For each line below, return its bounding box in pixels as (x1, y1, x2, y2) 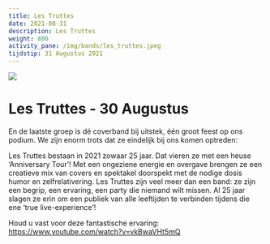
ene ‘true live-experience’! (8, 202, 96, 212)
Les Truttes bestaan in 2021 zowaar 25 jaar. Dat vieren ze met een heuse (8, 151, 251, 161)
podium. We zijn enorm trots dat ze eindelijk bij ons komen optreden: (8, 135, 238, 144)
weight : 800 (8, 34, 49, 43)
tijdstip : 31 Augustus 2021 (8, 49, 104, 58)
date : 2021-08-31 (8, 19, 67, 28)
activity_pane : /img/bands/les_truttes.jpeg (8, 42, 161, 50)
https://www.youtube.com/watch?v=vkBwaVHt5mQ (8, 226, 181, 236)
